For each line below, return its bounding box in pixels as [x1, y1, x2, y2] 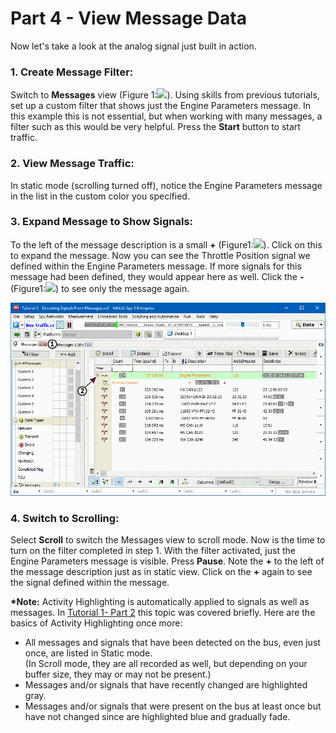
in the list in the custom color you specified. [10, 190, 190, 202]
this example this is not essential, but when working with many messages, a [10, 110, 323, 122]
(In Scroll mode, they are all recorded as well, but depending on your [24, 658, 308, 670]
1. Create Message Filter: [10, 65, 134, 79]
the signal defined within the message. [10, 577, 170, 589]
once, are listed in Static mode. [24, 647, 153, 659]
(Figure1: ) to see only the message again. [10, 282, 190, 294]
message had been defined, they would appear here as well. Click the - [10, 270, 305, 282]
